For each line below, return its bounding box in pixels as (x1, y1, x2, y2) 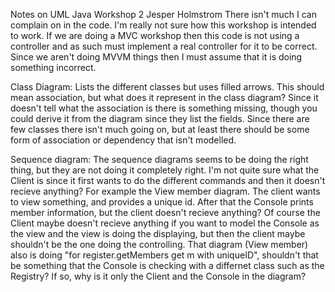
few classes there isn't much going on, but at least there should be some (10, 124, 310, 135)
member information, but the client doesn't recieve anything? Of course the (10, 207, 321, 218)
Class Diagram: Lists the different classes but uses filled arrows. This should (10, 81, 325, 93)
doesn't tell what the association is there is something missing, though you (10, 102, 318, 114)
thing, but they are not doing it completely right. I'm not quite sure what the (10, 164, 320, 176)
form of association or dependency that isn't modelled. (10, 134, 237, 146)
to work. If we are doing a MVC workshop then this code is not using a (10, 30, 300, 41)
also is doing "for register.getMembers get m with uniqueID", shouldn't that (10, 249, 319, 261)
